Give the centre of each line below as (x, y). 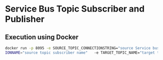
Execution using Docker (42, 37)
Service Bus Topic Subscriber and (75, 9)
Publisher (25, 19)
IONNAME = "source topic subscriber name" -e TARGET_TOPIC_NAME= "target (80, 52)
